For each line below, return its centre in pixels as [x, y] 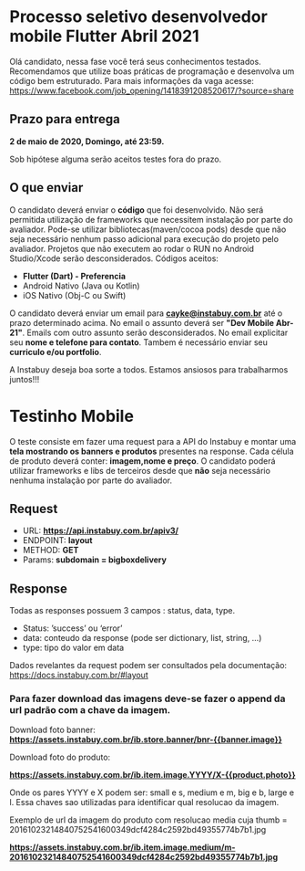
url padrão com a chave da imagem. [90, 710]
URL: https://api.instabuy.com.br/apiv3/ [101, 530]
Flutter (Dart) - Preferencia [74, 276]
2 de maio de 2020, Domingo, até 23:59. [87, 141]
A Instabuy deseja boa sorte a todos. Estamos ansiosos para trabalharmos [149, 369]
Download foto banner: [52, 730]
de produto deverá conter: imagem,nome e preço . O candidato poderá [142, 461]
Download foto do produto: [60, 757]
